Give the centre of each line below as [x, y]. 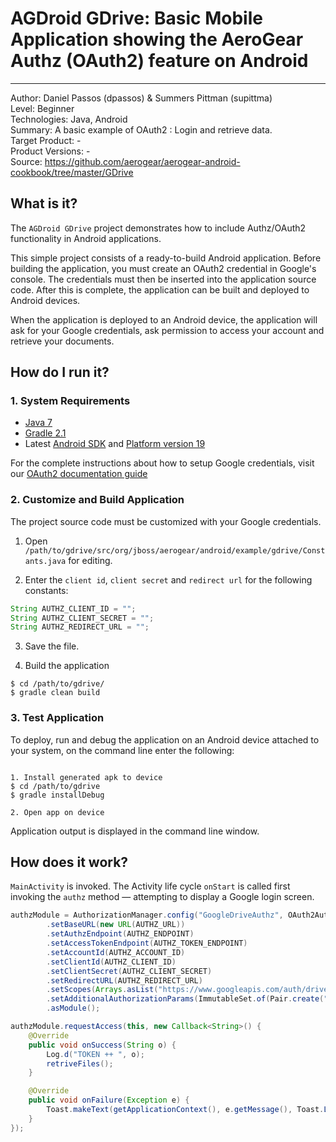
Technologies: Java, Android [69, 119]
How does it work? [69, 862]
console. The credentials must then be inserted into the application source [163, 279]
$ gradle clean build [55, 693]
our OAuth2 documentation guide [79, 474]
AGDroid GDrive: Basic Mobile [136, 18]
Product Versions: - [50, 151]
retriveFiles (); [80, 1063]
